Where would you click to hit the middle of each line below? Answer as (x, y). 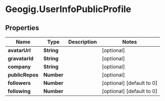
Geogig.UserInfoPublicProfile (68, 9)
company (19, 67)
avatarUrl (19, 50)
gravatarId (21, 59)
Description (82, 42)
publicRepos (23, 75)
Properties (22, 28)
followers (19, 83)
